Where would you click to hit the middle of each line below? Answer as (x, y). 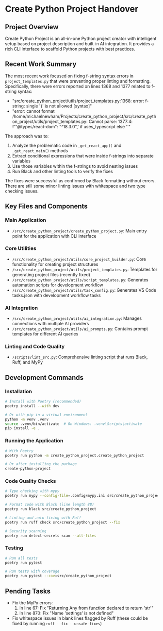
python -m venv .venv (27, 419)
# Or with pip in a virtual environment (47, 415)
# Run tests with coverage (32, 571)
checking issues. (22, 191)
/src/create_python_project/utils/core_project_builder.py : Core (79, 259)
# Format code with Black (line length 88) (50, 505)
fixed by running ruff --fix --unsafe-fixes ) (57, 624)
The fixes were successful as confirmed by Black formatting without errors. (81, 180)
